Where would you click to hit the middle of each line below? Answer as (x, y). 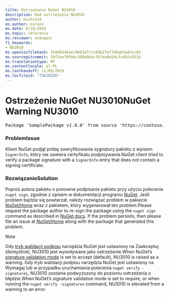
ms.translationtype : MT (30, 62)
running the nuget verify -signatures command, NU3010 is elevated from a (85, 284)
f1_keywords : (19, 43)
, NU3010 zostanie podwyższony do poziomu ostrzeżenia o (89, 273)
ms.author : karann (24, 24)
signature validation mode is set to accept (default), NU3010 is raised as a (82, 257)
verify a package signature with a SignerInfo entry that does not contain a (82, 160)
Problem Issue (23, 138)
